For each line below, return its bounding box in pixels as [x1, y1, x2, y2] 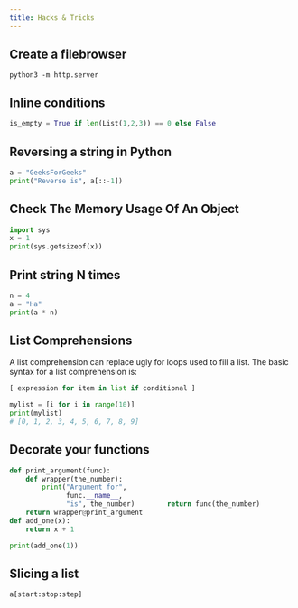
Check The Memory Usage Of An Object [9, 201, 239, 217]
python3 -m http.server [9, 70, 99, 80]
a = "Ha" [9, 299, 42, 308]
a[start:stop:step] [9, 590, 83, 599]
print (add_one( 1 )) [9, 541, 79, 550]
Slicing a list [9, 566, 79, 581]
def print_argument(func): [9, 466, 111, 475]
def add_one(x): [9, 516, 70, 525]
